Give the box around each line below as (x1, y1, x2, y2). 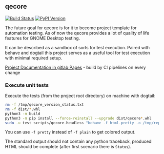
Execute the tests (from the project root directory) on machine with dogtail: (5, 93, 156, 99)
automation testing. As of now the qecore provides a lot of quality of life (5, 30, 150, 36)
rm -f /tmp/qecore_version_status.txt (5, 102, 84, 107)
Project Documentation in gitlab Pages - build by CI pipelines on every (5, 64, 146, 70)
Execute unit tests (5, 81, 49, 88)
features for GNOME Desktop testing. (5, 35, 80, 41)
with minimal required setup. (5, 55, 62, 61)
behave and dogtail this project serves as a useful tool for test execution (5, 50, 150, 56)
